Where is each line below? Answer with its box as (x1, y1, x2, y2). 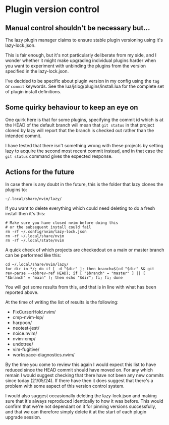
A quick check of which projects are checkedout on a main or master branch (5, 247, 164, 253)
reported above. (5, 289, 39, 295)
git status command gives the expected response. (5, 153, 112, 159)
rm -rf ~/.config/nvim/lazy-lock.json (5, 229, 87, 234)
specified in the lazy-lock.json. (5, 68, 69, 74)
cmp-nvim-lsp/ (12, 314, 44, 320)
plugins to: (5, 187, 27, 193)
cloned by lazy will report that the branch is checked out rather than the (5, 127, 154, 133)
